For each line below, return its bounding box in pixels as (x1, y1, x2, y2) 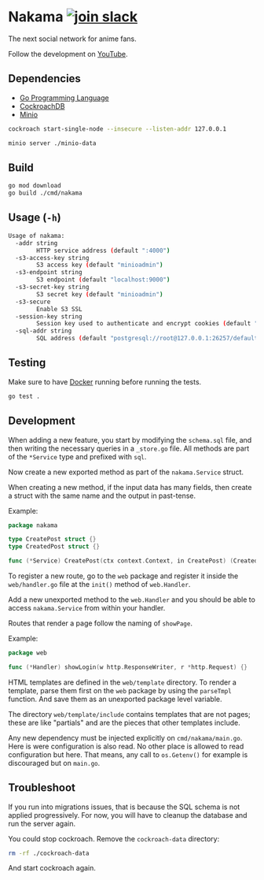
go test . (8, 392, 41, 400)
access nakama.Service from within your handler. (8, 603, 166, 612)
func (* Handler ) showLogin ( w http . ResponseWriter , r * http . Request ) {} (8, 663, 247, 671)
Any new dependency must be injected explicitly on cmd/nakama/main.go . (8, 733, 243, 742)
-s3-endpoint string (15, 269, 82, 277)
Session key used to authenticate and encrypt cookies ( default (36, 320, 251, 328)
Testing (8, 356, 46, 369)
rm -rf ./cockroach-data (8, 849, 90, 857)
